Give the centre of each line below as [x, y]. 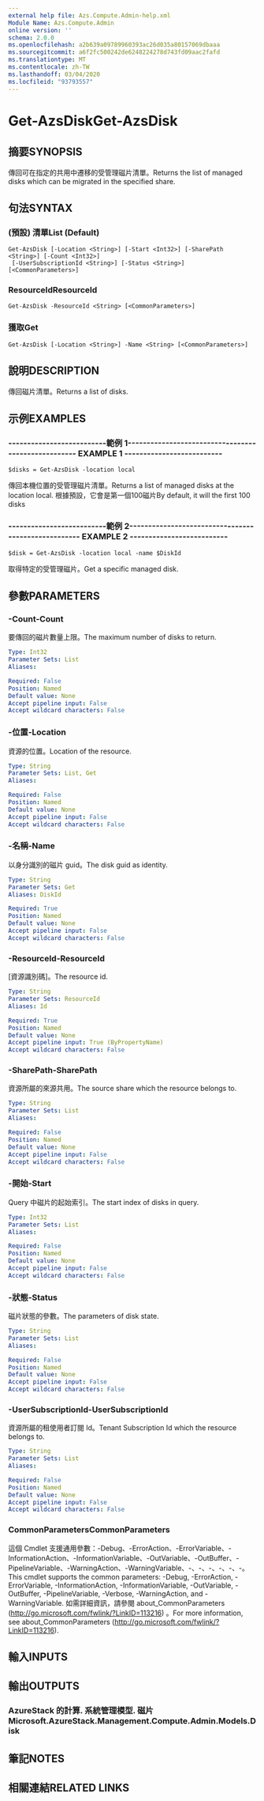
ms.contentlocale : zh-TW [49, 67]
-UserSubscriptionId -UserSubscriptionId [88, 1410]
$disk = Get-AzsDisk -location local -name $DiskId [95, 553]
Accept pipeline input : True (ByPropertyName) [86, 1043]
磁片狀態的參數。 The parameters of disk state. [84, 1316]
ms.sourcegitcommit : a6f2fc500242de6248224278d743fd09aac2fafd [114, 52]
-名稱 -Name [32, 846]
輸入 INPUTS [38, 1657]
